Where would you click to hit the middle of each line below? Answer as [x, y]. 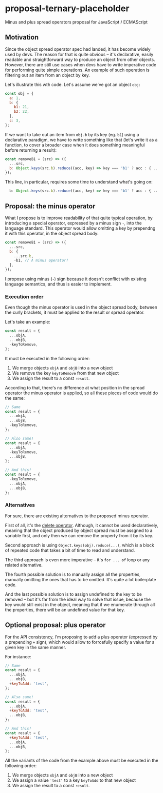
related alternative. [24, 565]
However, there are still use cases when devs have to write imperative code [81, 64]
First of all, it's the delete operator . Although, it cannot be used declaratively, [82, 525]
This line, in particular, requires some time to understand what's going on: [79, 182]
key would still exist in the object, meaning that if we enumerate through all [80, 604]
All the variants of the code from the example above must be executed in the [82, 761]
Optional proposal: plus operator [55, 625]
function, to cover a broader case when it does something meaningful [75, 145]
